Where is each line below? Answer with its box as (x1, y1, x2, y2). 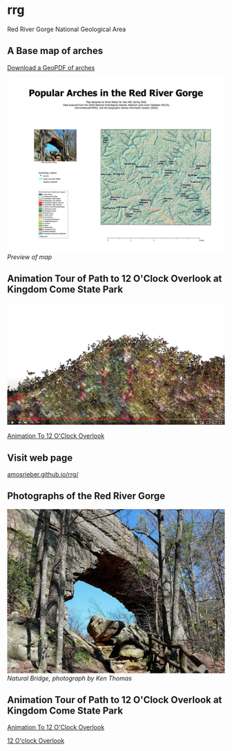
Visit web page (7, 452, 73, 463)
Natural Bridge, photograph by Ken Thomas (7, 674, 133, 682)
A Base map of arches (7, 45, 104, 57)
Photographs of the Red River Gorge (7, 491, 166, 502)
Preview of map (7, 252, 52, 261)
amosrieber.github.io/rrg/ (7, 470, 79, 478)
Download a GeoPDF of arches (7, 63, 95, 71)
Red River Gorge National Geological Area (7, 25, 126, 33)
